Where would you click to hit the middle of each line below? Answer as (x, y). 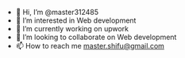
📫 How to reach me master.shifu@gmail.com (90, 46)
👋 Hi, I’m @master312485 (57, 12)
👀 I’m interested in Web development (76, 20)
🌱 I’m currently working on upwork (72, 29)
